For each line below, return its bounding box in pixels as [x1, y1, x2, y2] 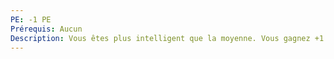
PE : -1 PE [10, 14, 52, 25]
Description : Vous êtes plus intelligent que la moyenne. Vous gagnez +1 [10, 33, 325, 43]
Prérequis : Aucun [10, 24, 83, 34]
